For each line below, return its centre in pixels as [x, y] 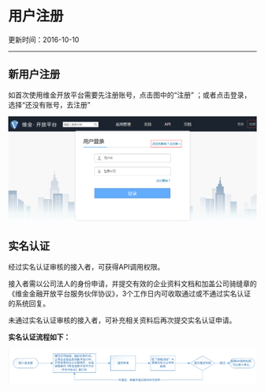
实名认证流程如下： [39, 337]
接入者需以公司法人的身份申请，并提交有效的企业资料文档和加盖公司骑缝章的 [132, 283]
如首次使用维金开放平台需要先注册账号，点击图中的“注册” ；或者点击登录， [130, 95]
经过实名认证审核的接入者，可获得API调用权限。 [86, 266]
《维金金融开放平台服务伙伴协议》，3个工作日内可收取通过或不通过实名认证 [129, 293]
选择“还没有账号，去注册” [49, 104]
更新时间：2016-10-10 [44, 40]
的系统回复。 [29, 303]
